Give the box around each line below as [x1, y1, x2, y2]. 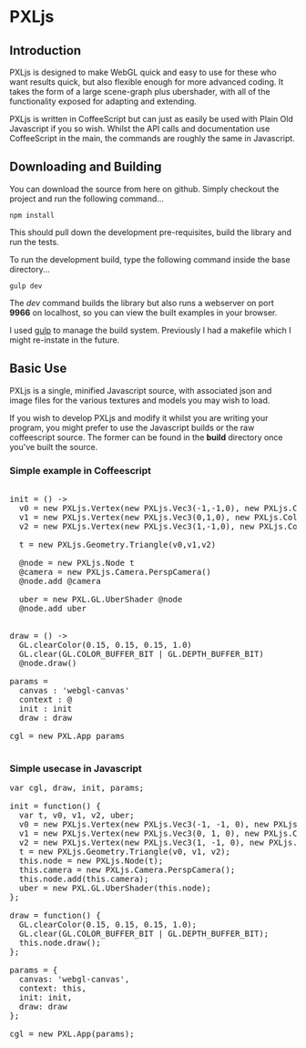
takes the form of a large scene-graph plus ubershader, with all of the [9, 87, 270, 97]
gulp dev [9, 281, 43, 291]
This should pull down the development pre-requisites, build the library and [9, 226, 291, 238]
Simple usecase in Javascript [9, 762, 143, 775]
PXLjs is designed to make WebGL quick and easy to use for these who [9, 67, 277, 77]
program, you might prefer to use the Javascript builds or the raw [9, 422, 255, 433]
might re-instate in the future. [9, 334, 120, 345]
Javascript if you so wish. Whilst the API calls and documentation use [9, 123, 270, 134]
